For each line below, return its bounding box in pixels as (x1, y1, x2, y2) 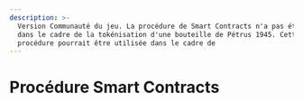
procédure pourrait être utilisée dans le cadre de (17, 38, 216, 48)
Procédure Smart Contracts (9, 78, 220, 97)
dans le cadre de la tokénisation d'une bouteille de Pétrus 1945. (17, 30, 277, 39)
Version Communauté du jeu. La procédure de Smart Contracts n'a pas (17, 22, 284, 31)
